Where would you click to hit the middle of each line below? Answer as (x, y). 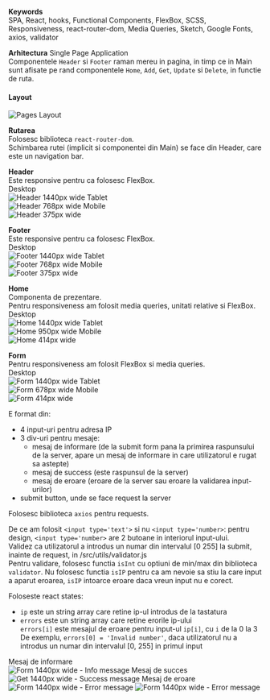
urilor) (42, 490)
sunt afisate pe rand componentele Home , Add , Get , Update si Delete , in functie (135, 70)
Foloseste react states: (46, 596)
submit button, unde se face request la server (95, 498)
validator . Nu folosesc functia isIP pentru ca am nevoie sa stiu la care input (135, 572)
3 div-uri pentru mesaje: (60, 438)
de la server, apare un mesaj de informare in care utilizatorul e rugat (144, 455)
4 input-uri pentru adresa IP (66, 429)
